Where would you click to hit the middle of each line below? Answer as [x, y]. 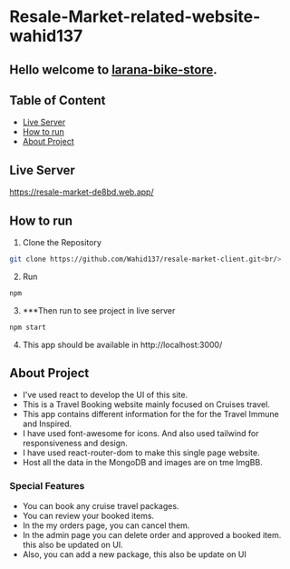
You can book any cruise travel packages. [101, 505]
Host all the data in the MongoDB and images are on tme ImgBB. [142, 463]
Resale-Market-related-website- [135, 17]
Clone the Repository [62, 243]
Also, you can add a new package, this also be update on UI [134, 554]
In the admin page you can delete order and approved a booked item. [152, 534]
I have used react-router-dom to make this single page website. [141, 453]
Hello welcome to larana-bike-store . [113, 70]
